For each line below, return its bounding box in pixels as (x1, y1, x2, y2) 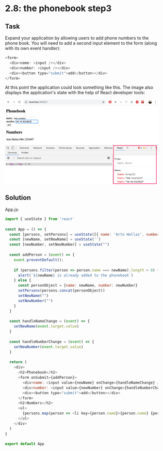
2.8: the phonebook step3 (5, 3, 112, 14)
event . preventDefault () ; (14, 258, 64, 262)
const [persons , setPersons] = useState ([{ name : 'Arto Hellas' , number (9, 232, 160, 237)
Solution (5, 193, 31, 202)
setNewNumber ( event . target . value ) (14, 344, 83, 349)
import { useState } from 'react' (5, 216, 75, 221)
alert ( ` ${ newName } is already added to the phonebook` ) (17, 273, 133, 278)
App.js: (5, 207, 19, 212)
